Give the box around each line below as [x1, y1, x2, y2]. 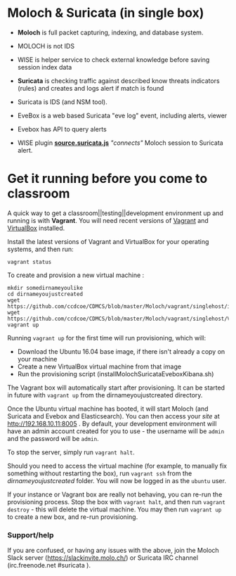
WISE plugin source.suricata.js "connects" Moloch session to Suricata [17, 139, 223, 147]
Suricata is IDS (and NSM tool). [17, 97, 107, 106]
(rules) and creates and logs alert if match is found [17, 84, 164, 92]
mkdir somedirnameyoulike [7, 284, 83, 291]
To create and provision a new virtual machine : [7, 271, 145, 279]
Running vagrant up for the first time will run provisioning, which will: [7, 333, 206, 342]
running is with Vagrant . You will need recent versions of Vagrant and [7, 216, 209, 224]
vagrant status [7, 258, 52, 265]
